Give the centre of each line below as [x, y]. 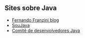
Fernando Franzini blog [35, 20]
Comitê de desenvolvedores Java [46, 30]
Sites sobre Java [31, 8]
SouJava [21, 25]
